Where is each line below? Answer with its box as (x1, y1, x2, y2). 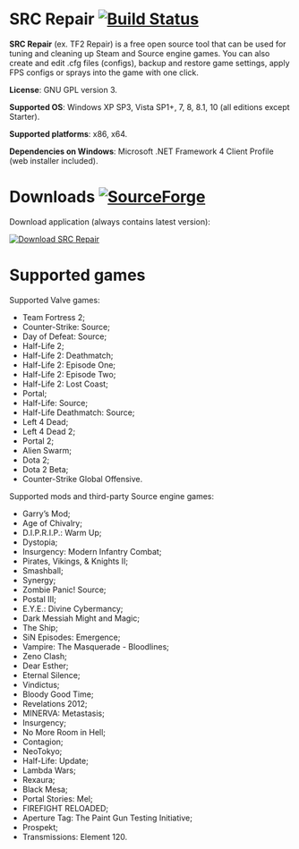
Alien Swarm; (21, 445, 72, 455)
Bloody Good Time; (21, 689, 94, 700)
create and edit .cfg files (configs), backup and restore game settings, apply (9, 57, 290, 68)
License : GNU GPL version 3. (9, 84, 118, 95)
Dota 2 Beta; (21, 463, 69, 474)
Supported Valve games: (9, 294, 100, 305)
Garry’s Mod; (21, 508, 71, 519)
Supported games (9, 265, 146, 285)
